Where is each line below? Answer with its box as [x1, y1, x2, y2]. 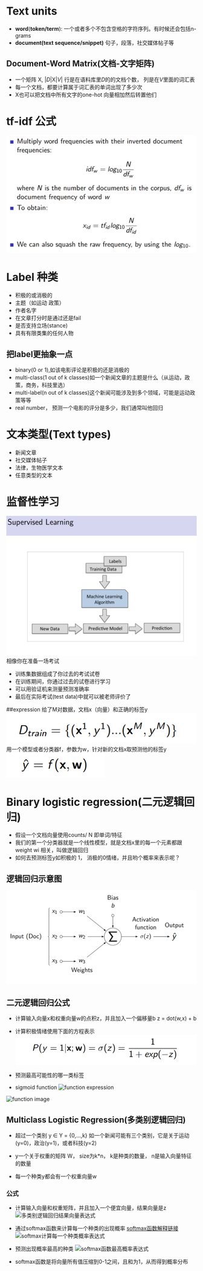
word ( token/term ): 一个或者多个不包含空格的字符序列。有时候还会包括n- [14, 25, 196, 32]
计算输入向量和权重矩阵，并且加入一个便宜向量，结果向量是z [14, 1204, 167, 1212]
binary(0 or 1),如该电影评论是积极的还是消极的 [14, 366, 130, 374]
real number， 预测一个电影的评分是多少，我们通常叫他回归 [14, 404, 164, 411]
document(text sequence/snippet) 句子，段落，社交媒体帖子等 [14, 39, 174, 46]
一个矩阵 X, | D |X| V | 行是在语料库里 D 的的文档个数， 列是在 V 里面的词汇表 [14, 76, 195, 83]
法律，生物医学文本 [14, 464, 63, 471]
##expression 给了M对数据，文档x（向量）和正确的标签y [6, 705, 148, 713]
